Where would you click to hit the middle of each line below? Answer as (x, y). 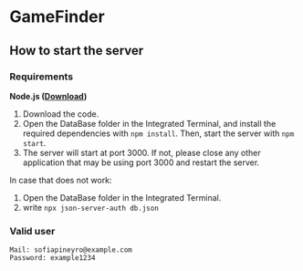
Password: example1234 (52, 258)
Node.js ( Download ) (48, 96)
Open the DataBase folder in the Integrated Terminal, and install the (149, 123)
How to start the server (77, 51)
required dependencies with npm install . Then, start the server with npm (158, 133)
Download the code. (61, 114)
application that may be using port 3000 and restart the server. (141, 162)
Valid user (32, 231)
